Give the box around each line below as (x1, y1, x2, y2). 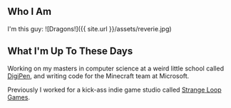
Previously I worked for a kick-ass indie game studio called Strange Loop (7, 85, 222, 94)
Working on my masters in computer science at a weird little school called (7, 64, 225, 72)
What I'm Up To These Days (7, 45, 133, 58)
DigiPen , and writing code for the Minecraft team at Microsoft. (7, 71, 190, 80)
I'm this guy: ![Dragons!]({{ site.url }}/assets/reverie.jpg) (7, 24, 173, 33)
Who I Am (7, 6, 52, 18)
